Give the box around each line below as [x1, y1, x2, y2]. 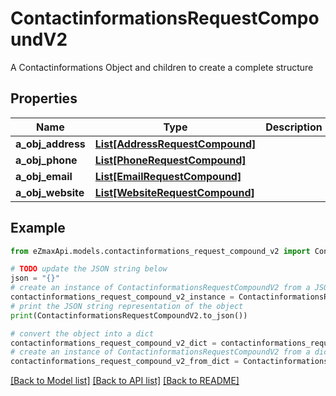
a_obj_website [15, 185, 85, 199]
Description [265, 120, 323, 134]
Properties [10, 90, 78, 107]
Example [10, 220, 66, 237]
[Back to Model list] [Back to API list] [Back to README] [10, 375, 240, 387]
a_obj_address [15, 137, 86, 151]
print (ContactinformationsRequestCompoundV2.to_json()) [10, 310, 248, 321]
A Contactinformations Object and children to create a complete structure [10, 61, 314, 73]
